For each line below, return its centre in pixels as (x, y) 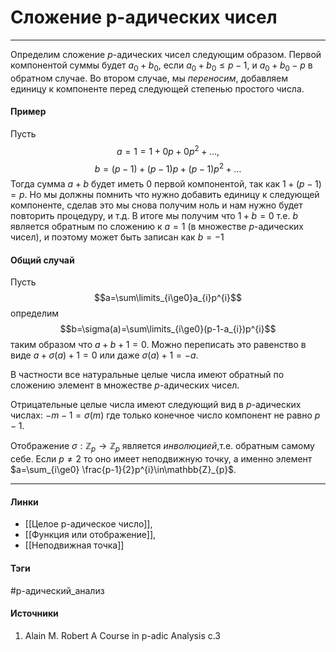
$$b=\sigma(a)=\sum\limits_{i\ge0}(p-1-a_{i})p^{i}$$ (168, 329)
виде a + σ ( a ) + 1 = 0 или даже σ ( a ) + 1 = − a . (104, 355)
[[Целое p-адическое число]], (88, 524)
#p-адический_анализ (57, 590)
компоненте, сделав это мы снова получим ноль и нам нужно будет (156, 205)
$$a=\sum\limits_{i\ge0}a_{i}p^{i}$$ (168, 298)
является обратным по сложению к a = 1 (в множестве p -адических (157, 227)
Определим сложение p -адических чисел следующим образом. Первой (166, 54)
